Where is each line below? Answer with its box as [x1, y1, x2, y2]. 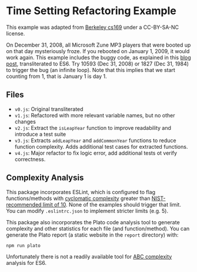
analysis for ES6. [6, 259, 47, 266]
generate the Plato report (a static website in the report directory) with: [6, 231, 179, 238]
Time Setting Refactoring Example [6, 4, 176, 18]
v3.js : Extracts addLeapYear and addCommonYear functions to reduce [14, 137, 176, 144]
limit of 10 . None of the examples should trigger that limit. [42, 201, 181, 208]
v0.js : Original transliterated [14, 105, 84, 113]
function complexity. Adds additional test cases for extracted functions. [14, 143, 188, 150]
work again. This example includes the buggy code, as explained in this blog [6, 54, 191, 61]
